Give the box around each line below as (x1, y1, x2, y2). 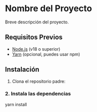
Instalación (5, 65, 40, 74)
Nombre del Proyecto (5, 3, 92, 14)
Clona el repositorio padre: (12, 78, 65, 84)
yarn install (5, 101, 27, 107)
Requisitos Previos (5, 33, 63, 41)
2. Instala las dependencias (5, 91, 71, 97)
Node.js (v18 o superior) (12, 46, 61, 52)
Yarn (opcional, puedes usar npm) (12, 51, 81, 57)
